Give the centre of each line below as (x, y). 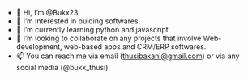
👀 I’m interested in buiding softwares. (78, 21)
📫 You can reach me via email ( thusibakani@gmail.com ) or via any (128, 56)
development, (39, 47)
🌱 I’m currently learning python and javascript (92, 29)
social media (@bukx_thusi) (62, 67)
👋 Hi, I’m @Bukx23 (47, 13)
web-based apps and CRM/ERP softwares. (135, 47)
